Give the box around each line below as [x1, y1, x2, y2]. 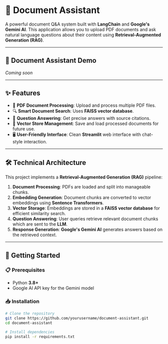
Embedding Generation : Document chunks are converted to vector [12, 195, 151, 201]
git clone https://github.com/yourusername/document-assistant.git [5, 316, 149, 321]
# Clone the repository [5, 311, 55, 316]
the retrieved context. [12, 232, 57, 238]
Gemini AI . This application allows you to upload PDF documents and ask [5, 26, 156, 32]
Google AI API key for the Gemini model [12, 285, 94, 291]
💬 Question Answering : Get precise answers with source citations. [12, 115, 151, 121]
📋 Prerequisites [5, 266, 45, 273]
